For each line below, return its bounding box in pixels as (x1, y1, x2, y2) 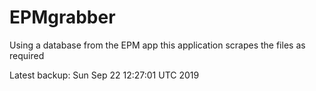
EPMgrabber (9, 6, 116, 29)
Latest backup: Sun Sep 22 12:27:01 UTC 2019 (9, 69, 200, 81)
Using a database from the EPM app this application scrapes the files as (9, 39, 306, 51)
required (9, 49, 45, 61)
